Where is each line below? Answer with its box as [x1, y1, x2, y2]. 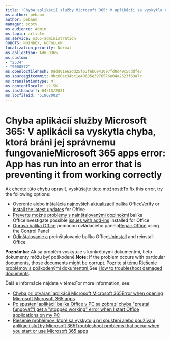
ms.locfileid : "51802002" [5, 93, 60, 98]
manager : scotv [5, 21, 38, 27]
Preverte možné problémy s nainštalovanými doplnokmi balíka [12, 212, 143, 218]
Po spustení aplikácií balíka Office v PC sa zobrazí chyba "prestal [12, 301, 150, 307]
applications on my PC [12, 312, 60, 318]
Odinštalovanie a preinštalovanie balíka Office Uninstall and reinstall [12, 233, 154, 240]
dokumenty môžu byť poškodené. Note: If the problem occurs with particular [5, 254, 165, 260]
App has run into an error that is [5, 158, 142, 170]
